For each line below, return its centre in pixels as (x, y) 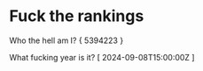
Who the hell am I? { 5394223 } (66, 40)
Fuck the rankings (77, 16)
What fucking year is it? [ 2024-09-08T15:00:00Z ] (102, 57)
